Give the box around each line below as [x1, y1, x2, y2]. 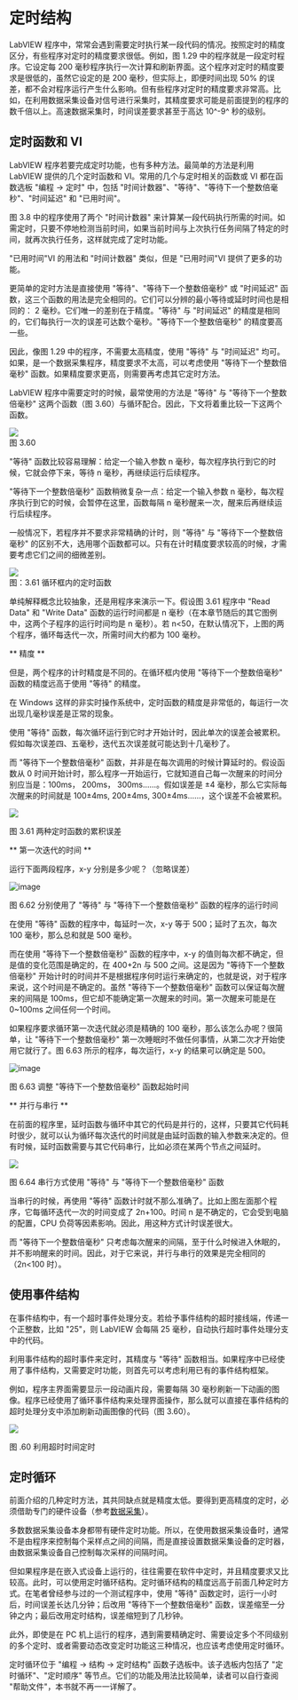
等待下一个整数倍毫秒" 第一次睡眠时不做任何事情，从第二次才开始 [38, 1034, 278, 1045]
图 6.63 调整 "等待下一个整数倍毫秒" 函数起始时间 [9, 1081, 190, 1092]
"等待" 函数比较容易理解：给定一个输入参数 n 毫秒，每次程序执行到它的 [9, 456, 269, 466]
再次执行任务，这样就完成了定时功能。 [32, 234, 173, 244]
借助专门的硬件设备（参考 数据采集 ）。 [16, 1506, 153, 1517]
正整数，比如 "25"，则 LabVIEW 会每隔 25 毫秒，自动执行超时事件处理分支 [16, 1323, 289, 1334]
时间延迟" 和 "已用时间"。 [32, 193, 126, 203]
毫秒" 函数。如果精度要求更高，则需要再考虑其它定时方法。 [9, 368, 225, 378]
